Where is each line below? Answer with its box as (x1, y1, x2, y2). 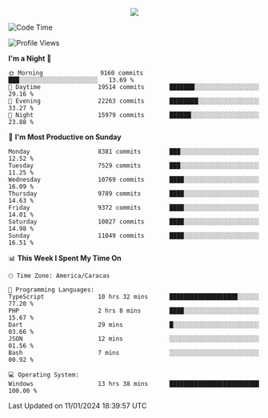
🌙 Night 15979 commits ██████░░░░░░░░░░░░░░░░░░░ (8, 111, 260, 119)
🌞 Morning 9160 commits (8, 69, 144, 77)
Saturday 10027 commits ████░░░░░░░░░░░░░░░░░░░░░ (8, 218, 260, 226)
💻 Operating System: (8, 371, 80, 379)
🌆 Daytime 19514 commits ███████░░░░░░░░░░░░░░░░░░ (8, 83, 260, 91)
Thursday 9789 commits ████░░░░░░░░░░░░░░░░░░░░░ (8, 190, 260, 198)
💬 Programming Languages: (8, 286, 94, 294)
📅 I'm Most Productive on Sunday (8, 132, 122, 142)
